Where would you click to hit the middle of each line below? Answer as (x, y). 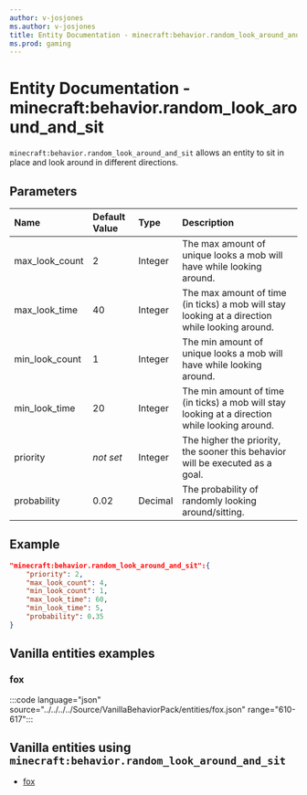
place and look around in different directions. (94, 163)
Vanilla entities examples (82, 654)
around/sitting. (213, 512)
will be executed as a (227, 463)
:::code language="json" (55, 699)
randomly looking (220, 501)
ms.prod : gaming (40, 43)
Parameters (43, 191)
